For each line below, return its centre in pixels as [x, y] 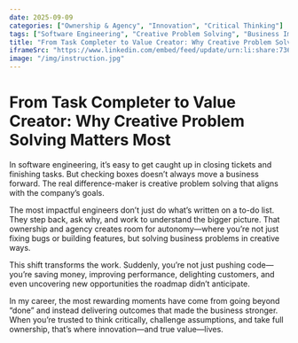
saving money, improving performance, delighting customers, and [154, 274]
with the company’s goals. [57, 192]
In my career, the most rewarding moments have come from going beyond [145, 300]
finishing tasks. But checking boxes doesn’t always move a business [134, 174]
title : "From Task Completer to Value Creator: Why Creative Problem [141, 42]
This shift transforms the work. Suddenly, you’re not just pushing [127, 265]
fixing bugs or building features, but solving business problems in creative [145, 238]
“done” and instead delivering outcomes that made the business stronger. [144, 310]
